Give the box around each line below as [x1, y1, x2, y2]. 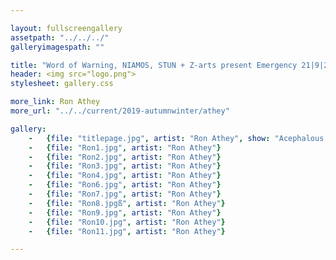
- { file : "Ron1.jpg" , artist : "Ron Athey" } [28, 142, 222, 153]
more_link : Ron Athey [10, 97, 101, 107]
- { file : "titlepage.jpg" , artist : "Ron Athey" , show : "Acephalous [28, 133, 325, 143]
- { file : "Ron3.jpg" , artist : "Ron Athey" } [28, 161, 222, 171]
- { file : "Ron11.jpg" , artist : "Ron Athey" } [28, 226, 226, 236]
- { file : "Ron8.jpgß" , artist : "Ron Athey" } [28, 198, 226, 208]
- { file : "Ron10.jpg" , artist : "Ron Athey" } [28, 217, 226, 227]
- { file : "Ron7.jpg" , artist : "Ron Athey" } [28, 189, 222, 199]
